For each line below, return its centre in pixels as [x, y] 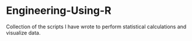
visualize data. [23, 32]
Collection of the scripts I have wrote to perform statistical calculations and [96, 27]
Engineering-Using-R [59, 11]
